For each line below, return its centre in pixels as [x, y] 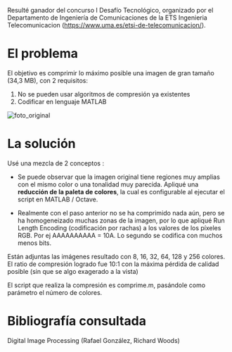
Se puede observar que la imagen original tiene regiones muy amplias [118, 177]
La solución [41, 144]
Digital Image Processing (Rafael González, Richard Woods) [94, 340]
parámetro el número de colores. [55, 292]
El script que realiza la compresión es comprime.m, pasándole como [107, 285]
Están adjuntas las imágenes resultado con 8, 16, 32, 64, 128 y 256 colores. [116, 256]
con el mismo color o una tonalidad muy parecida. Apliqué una [108, 184]
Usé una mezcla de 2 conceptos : [56, 163]
